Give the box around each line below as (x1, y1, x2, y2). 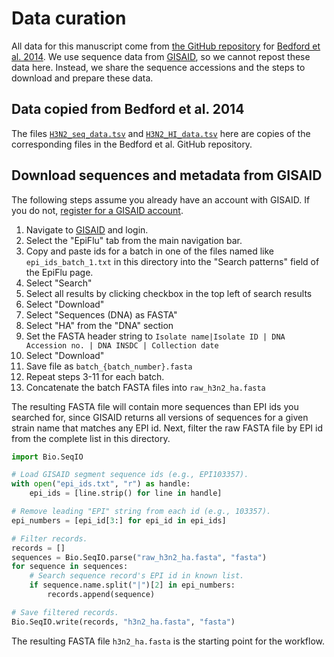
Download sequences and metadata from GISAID (11, 167, 323, 184)
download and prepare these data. (11, 72, 154, 84)
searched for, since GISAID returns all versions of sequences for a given (11, 411, 309, 423)
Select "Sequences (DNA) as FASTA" (25, 308, 178, 321)
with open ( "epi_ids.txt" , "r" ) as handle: (11, 479, 191, 489)
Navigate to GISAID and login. (25, 223, 149, 236)
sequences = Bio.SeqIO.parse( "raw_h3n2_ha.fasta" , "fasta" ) (11, 552, 268, 562)
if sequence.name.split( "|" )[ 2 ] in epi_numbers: (29, 580, 236, 591)
